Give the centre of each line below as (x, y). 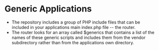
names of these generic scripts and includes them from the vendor (79, 37)
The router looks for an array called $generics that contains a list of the (83, 32)
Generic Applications (48, 9)
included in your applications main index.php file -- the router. (73, 27)
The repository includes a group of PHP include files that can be (76, 22)
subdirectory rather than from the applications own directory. (73, 42)
